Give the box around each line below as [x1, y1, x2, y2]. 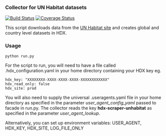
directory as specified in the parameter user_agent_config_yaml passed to [5, 99, 157, 105]
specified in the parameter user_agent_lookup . [5, 110, 101, 116]
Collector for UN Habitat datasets [5, 4, 87, 11]
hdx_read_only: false [5, 81, 50, 87]
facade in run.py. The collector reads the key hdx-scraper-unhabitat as [5, 105, 152, 111]
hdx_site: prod [5, 86, 37, 91]
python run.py [5, 53, 35, 58]
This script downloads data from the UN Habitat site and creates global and [5, 25, 160, 31]
